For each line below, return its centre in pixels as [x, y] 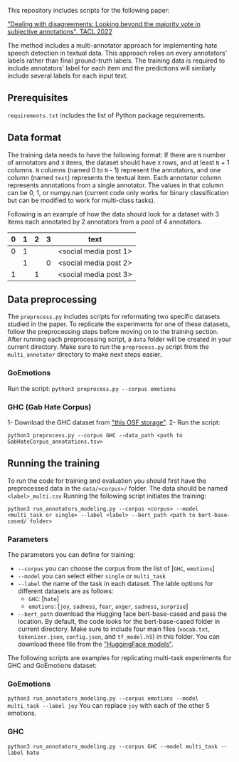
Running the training [54, 463]
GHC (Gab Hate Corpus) [49, 407]
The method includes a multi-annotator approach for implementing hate [112, 45]
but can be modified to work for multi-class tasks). [81, 200]
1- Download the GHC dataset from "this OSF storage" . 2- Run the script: [114, 422]
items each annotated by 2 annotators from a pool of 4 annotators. [105, 221]
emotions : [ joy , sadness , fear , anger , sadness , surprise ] [108, 606]
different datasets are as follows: [65, 591]
